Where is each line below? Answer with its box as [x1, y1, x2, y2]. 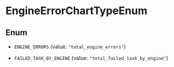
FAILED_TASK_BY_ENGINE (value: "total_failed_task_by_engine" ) [14, 55, 169, 61]
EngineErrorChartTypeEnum [5, 4, 147, 18]
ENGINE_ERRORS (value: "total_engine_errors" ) [14, 43, 126, 50]
